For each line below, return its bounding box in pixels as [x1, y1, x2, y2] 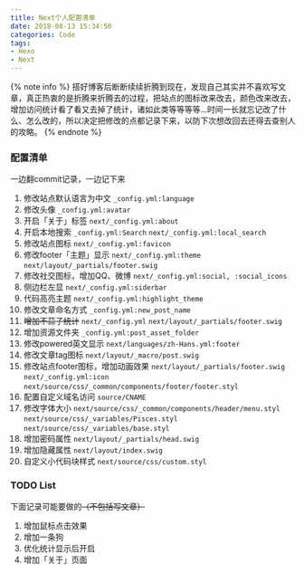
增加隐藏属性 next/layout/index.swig [23, 444, 164, 455]
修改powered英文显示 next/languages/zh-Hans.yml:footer [23, 339, 241, 349]
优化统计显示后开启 [23, 542, 96, 553]
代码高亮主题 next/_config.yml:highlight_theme [23, 293, 204, 304]
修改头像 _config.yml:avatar [23, 205, 131, 215]
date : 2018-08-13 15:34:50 [10, 22, 112, 31]
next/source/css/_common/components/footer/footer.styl [23, 382, 239, 392]
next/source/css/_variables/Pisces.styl [23, 415, 178, 424]
